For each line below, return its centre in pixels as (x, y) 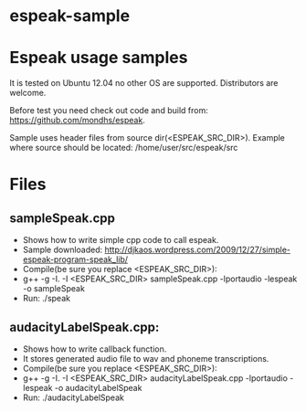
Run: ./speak (47, 299)
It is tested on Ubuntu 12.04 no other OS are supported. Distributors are (144, 83)
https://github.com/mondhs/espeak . (78, 121)
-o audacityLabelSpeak (98, 387)
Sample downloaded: (63, 250)
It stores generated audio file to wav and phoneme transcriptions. (146, 358)
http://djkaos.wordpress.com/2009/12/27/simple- (197, 250)
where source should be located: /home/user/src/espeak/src (124, 148)
